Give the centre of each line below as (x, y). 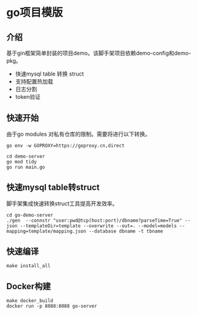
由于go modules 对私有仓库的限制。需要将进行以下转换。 (79, 134)
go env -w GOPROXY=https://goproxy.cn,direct (65, 146)
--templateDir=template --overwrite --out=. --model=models (98, 226)
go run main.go (26, 167)
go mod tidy (21, 161)
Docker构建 (29, 286)
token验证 (28, 97)
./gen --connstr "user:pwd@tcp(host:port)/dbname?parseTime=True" (95, 220)
